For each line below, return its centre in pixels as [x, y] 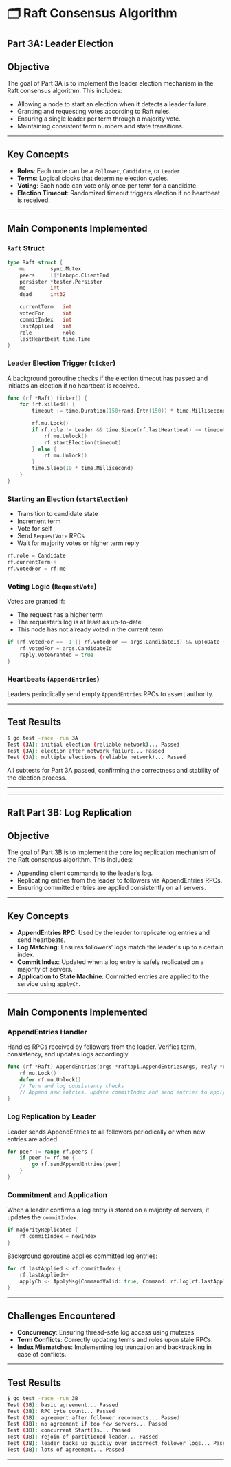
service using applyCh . [49, 984]
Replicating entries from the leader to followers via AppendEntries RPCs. [120, 880]
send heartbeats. [41, 940]
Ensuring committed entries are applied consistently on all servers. [111, 888]
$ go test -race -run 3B [43, 1398]
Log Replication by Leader [52, 1116]
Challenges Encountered [61, 1316]
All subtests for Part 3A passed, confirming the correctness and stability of [113, 771]
